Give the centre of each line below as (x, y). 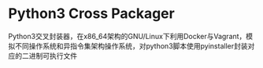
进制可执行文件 (53, 55)
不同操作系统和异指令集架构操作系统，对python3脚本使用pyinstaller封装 (131, 46)
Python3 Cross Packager (91, 14)
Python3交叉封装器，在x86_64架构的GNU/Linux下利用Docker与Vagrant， (127, 36)
